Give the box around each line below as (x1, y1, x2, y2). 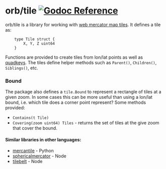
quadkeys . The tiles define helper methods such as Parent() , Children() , (5, 59, 157, 65)
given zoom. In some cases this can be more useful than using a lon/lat (5, 94, 152, 100)
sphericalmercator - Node (12, 153, 66, 159)
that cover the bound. (12, 125, 58, 131)
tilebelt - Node (12, 158, 43, 164)
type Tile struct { (14, 37, 55, 42)
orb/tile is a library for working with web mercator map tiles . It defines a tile (5, 22, 161, 28)
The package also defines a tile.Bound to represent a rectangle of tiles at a (5, 89, 162, 95)
